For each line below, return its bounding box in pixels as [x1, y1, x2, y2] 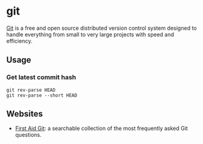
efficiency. [6, 37, 33, 44]
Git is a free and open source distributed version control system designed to [6, 24, 197, 32]
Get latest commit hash [6, 73, 77, 81]
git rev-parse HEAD [6, 87, 56, 93]
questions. [15, 131, 42, 139]
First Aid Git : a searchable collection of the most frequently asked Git [15, 125, 188, 132]
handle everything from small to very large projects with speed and [6, 30, 174, 38]
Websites [6, 109, 43, 119]
